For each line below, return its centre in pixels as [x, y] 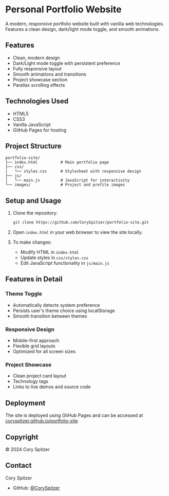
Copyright [22, 437]
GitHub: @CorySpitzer [36, 488]
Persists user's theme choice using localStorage [64, 310]
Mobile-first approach [36, 341]
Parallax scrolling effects [39, 85]
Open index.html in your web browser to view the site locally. [78, 232]
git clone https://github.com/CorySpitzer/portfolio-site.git [81, 223]
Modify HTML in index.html [50, 252]
